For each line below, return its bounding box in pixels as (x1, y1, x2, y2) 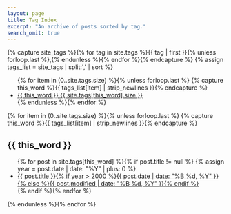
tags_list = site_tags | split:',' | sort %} (7, 63, 114, 71)
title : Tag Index (7, 17, 57, 23)
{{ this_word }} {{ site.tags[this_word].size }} (17, 91, 143, 99)
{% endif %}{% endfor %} (17, 187, 92, 195)
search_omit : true (7, 29, 60, 37)
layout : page (7, 10, 45, 17)
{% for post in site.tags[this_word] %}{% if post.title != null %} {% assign (17, 157, 225, 166)
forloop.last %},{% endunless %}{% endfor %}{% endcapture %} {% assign (7, 56, 224, 64)
